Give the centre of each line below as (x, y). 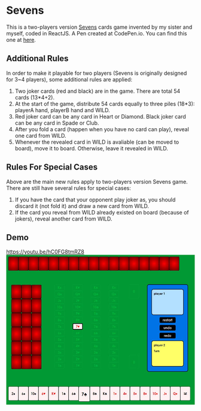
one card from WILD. (40, 135)
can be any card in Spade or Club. (57, 123)
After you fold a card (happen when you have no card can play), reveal (102, 129)
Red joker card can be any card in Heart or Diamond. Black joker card (100, 116)
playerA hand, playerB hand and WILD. (62, 110)
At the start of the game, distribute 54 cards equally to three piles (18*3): (105, 104)
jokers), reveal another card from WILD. (63, 219)
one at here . (21, 40)
